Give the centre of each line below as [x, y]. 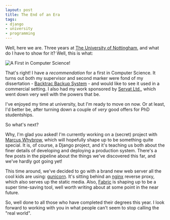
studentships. [20, 115]
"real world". [18, 213]
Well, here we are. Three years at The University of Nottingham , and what [82, 48]
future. [12, 192]
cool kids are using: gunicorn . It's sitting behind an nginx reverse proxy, [80, 177]
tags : [11, 19]
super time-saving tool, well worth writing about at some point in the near [82, 187]
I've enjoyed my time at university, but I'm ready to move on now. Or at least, [85, 104]
